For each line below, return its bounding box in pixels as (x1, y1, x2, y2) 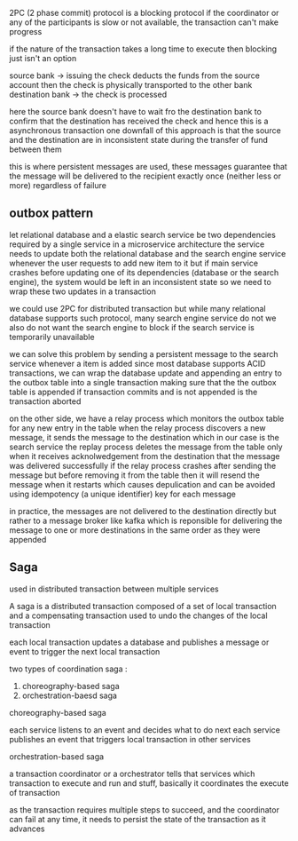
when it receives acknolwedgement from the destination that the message (9, 450, 280, 461)
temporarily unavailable (9, 331, 95, 342)
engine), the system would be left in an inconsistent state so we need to (9, 276, 272, 287)
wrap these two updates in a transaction (9, 286, 157, 297)
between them (9, 144, 62, 155)
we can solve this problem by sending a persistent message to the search (9, 348, 278, 359)
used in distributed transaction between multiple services (9, 583, 219, 594)
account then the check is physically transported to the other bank (9, 80, 253, 90)
